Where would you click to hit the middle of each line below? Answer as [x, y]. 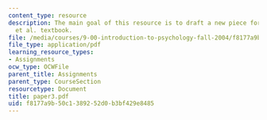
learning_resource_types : [51, 52]
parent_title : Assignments [53, 74]
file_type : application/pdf [55, 45]
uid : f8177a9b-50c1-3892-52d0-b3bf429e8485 [81, 103]
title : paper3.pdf [39, 96]
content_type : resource [48, 15]
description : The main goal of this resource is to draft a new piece [128, 23]
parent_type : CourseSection [55, 81]
